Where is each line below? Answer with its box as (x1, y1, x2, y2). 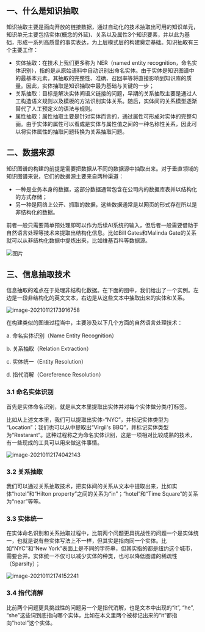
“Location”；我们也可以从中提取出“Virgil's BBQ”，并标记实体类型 (6, 424, 169, 431)
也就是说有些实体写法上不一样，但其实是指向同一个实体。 (16, 537, 162, 545)
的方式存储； (15, 193, 48, 200)
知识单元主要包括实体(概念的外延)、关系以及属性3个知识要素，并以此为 (6, 31, 185, 38)
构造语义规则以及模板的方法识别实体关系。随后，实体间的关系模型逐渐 (20, 97, 197, 105)
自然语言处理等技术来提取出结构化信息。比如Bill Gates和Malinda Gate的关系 (6, 229, 197, 237)
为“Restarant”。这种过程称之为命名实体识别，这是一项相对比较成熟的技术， (6, 431, 196, 438)
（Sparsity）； (6, 560, 41, 567)
